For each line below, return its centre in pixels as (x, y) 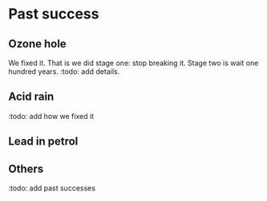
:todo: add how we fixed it (51, 116)
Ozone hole (37, 44)
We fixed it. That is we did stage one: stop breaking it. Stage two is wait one (133, 63)
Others (26, 168)
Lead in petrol (43, 142)
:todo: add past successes (52, 188)
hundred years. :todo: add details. (64, 72)
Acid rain (31, 97)
